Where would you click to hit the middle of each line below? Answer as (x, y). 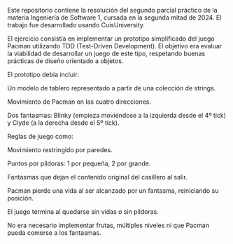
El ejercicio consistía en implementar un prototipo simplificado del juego (111, 39)
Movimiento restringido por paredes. (60, 150)
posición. (20, 198)
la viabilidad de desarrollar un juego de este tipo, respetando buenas (106, 53)
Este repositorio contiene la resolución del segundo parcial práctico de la (113, 10)
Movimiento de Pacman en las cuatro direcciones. (79, 102)
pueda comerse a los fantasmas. (54, 233)
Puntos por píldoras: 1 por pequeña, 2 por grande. (79, 163)
